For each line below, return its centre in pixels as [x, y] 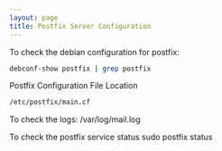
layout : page [34, 18]
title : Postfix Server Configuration [80, 26]
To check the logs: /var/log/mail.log [75, 119]
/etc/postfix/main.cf [50, 102]
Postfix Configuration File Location [74, 86]
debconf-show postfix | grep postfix [80, 69]
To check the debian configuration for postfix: [95, 52]
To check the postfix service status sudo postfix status [111, 137]
